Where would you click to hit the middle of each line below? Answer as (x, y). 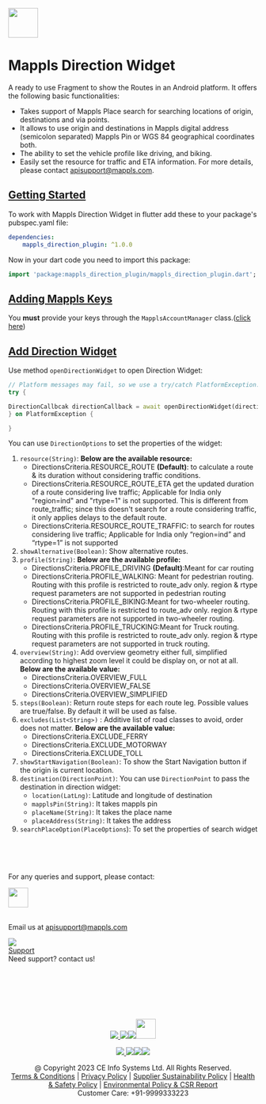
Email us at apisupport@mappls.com (68, 927)
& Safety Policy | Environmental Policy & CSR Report (133, 1085)
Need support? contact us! (52, 959)
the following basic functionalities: (64, 96)
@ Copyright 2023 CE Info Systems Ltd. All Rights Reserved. (133, 1068)
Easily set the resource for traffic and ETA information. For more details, (136, 162)
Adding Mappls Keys (61, 298)
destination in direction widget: (70, 787)
